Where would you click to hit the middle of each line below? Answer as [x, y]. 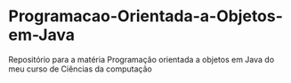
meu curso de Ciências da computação [80, 69]
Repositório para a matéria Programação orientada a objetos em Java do [141, 59]
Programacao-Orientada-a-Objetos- [146, 16]
